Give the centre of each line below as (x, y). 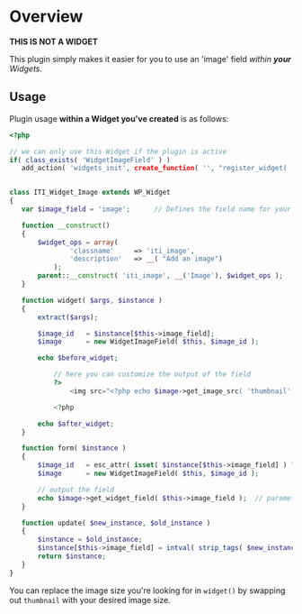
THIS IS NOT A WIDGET (53, 41)
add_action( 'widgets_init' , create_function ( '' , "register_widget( (154, 169)
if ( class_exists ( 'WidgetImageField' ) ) (90, 160)
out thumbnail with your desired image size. (90, 600)
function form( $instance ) (74, 448)
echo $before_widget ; (78, 358)
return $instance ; (71, 556)
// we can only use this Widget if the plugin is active (118, 151)
